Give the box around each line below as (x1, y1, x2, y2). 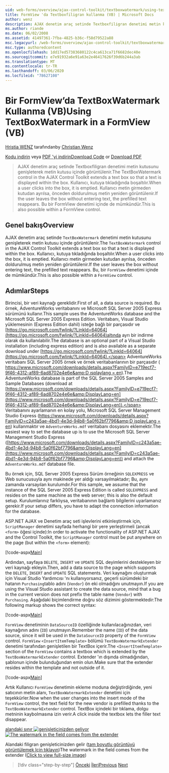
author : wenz (5, 17, 33, 22)
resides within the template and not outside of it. (5, 665, 106, 671)
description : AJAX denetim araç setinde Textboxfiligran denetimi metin (5, 21, 161, 27)
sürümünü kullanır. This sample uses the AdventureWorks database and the (5, 311, 160, 317)
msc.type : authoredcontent (5, 45, 62, 50)
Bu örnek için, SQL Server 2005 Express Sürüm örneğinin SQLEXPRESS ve (5, 471, 154, 477)
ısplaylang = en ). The (90, 370, 132, 376)
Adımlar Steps (5, 286, 49, 296)
